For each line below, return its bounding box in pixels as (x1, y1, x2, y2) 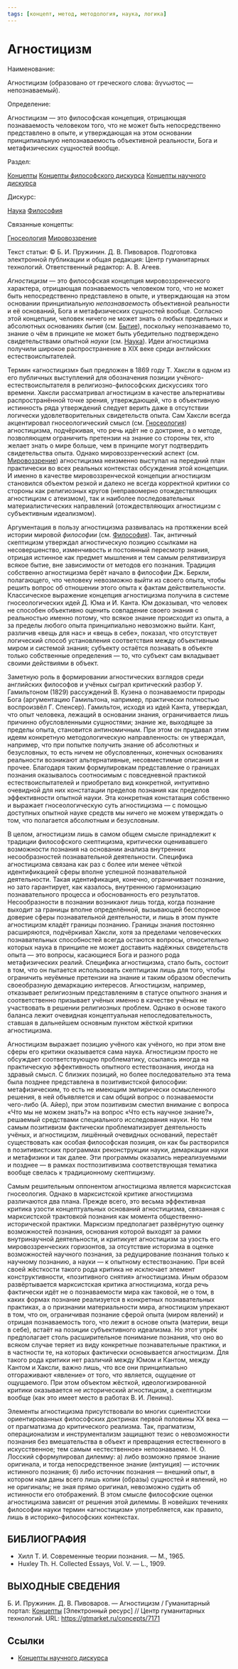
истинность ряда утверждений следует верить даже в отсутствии (7, 403, 209, 412)
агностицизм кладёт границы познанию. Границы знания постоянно (7, 920, 215, 929)
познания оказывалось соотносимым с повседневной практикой (7, 770, 206, 779)
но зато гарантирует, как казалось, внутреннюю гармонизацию (7, 882, 201, 891)
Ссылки (7, 1635, 45, 1647)
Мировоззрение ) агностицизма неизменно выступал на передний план (7, 456, 225, 465)
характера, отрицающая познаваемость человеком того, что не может (7, 283, 224, 292)
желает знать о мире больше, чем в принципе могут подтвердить (7, 441, 209, 450)
